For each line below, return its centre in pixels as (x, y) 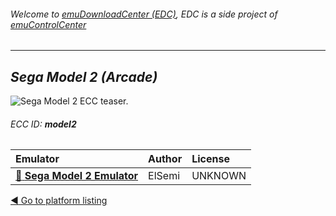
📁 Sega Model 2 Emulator (77, 176)
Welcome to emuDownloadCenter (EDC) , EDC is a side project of (144, 14)
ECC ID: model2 (43, 124)
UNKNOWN (219, 176)
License (210, 159)
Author (165, 159)
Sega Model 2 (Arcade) (84, 76)
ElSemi (164, 176)
